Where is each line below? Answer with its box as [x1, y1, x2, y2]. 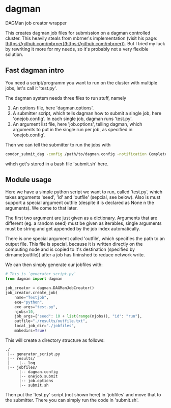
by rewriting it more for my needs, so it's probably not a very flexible [5, 46, 149, 52]
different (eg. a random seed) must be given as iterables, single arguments [5, 220, 162, 226]
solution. [5, 51, 24, 57]
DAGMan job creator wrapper [5, 20, 67, 26]
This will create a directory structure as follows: [5, 337, 105, 343]
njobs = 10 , [14, 309, 36, 314]
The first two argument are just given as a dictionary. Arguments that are [5, 215, 158, 221]
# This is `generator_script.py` [5, 272, 76, 277]
